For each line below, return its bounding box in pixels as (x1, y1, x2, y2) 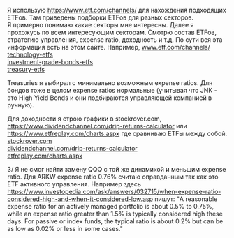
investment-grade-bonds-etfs (7, 58, 93, 66)
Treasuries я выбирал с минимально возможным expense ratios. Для (7, 79, 213, 87)
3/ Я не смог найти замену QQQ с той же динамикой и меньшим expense (7, 165, 226, 173)
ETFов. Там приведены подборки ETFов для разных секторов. (7, 13, 194, 22)
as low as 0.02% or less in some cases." (7, 225, 124, 232)
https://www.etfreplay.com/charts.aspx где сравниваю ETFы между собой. (7, 129, 228, 137)
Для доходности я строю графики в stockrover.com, (7, 114, 162, 123)
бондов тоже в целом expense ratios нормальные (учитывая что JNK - (7, 87, 218, 94)
